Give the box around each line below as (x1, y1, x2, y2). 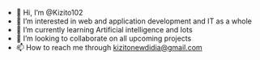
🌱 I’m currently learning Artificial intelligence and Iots (15, 25, 193, 34)
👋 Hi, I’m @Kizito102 (15, 8, 83, 17)
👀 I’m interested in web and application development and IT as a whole (15, 16, 253, 26)
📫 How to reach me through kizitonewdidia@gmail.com (15, 43, 202, 52)
